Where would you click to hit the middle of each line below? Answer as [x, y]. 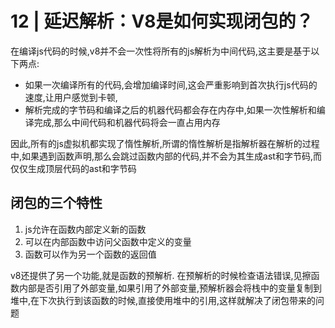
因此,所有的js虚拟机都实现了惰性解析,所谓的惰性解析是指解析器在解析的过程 [165, 143]
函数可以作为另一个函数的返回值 [90, 254]
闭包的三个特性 [56, 203]
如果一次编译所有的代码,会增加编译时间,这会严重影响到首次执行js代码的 [171, 84]
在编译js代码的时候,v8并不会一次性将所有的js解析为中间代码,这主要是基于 [161, 51]
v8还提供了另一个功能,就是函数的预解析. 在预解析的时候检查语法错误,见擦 [161, 275]
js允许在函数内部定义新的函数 [85, 229]
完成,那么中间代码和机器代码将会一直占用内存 [127, 122]
